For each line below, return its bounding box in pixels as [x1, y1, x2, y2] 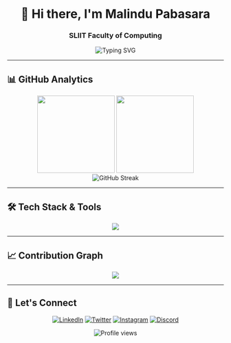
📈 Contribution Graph [7, 250, 103, 261]
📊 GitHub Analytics [7, 74, 93, 85]
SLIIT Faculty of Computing [68, 31, 163, 41]
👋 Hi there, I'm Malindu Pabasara [20, 6, 211, 22]
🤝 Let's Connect [7, 297, 77, 309]
